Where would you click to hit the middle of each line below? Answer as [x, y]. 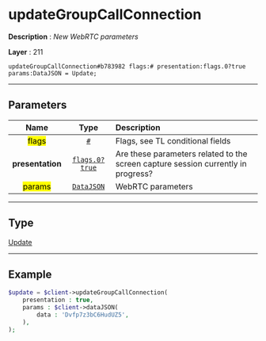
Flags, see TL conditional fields [173, 140]
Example [30, 274]
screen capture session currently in [181, 163]
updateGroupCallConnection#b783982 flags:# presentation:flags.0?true [127, 66]
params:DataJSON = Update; [53, 73]
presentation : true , [58, 300]
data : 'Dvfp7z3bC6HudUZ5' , [83, 315]
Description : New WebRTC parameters [73, 36]
